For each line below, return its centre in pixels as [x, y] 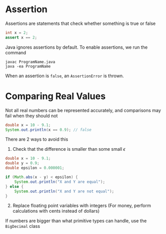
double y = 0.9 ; [22, 163]
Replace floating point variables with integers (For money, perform [82, 206]
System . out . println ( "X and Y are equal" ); [60, 182]
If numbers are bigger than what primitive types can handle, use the [76, 221]
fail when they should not [32, 116]
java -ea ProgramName [28, 66]
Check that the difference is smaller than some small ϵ [69, 149]
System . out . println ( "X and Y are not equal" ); [64, 191]
